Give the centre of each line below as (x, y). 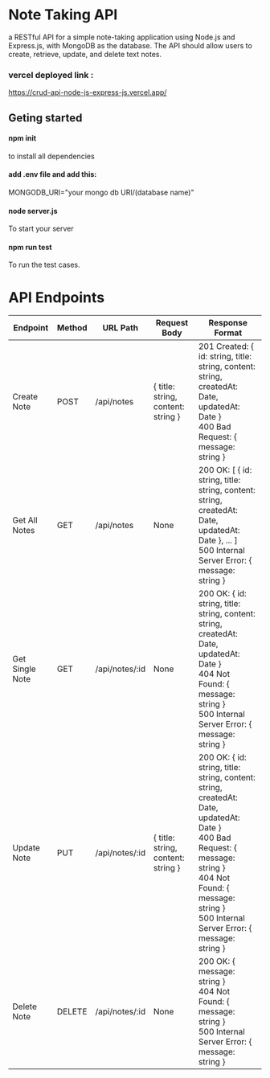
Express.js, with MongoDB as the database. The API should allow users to (131, 45)
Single (24, 669)
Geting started (45, 118)
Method (72, 328)
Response (228, 323)
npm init (22, 138)
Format (228, 333)
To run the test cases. (44, 265)
